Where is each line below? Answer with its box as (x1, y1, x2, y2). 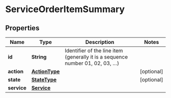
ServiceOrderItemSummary (5, 4, 125, 15)
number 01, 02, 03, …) (64, 60, 120, 67)
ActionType (31, 68, 60, 75)
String (31, 54, 47, 60)
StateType (31, 76, 57, 83)
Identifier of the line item (64, 47, 123, 54)
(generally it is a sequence (64, 54, 128, 60)
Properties (5, 24, 40, 32)
